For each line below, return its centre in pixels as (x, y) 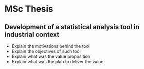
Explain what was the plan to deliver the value (57, 61)
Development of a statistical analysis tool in (72, 27)
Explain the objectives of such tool (46, 51)
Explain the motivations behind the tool (51, 46)
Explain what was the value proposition (51, 56)
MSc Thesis (29, 9)
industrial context (32, 34)
